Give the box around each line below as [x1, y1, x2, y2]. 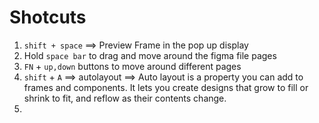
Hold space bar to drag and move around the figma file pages [23, 49, 277, 61]
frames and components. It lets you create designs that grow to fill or [23, 81, 309, 93]
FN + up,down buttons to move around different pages [23, 60, 242, 72]
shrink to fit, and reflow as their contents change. [23, 92, 227, 104]
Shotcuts [9, 6, 87, 29]
